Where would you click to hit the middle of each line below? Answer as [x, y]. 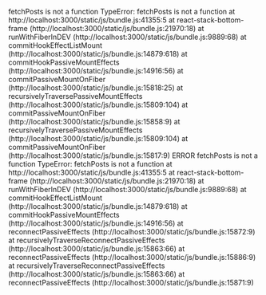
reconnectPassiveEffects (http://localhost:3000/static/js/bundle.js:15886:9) [132, 257]
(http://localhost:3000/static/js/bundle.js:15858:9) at [94, 122]
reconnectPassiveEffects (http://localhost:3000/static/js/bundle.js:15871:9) [131, 283]
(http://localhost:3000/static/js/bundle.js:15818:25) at [96, 88]
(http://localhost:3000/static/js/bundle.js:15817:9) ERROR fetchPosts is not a [133, 155]
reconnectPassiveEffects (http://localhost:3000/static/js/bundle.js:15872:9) [132, 232]
